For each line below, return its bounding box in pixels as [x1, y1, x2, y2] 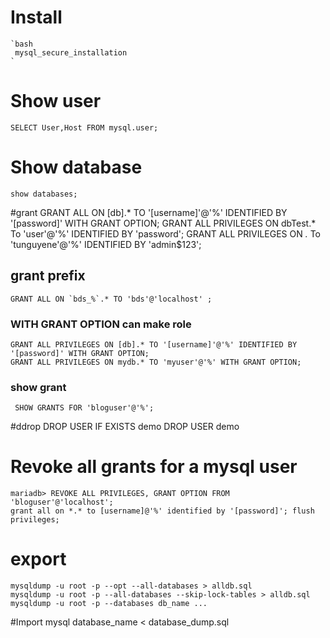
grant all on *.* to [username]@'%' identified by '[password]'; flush [10, 506, 315, 516]
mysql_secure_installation [14, 47, 128, 58]
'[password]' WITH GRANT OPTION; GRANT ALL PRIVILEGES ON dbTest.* [10, 217, 317, 229]
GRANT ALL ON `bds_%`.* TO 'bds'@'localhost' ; [10, 294, 213, 304]
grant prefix [10, 267, 86, 285]
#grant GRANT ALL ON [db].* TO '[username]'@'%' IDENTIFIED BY [10, 206, 288, 218]
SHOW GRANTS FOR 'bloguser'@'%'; [14, 403, 155, 413]
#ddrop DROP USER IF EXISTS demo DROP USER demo [10, 421, 240, 433]
